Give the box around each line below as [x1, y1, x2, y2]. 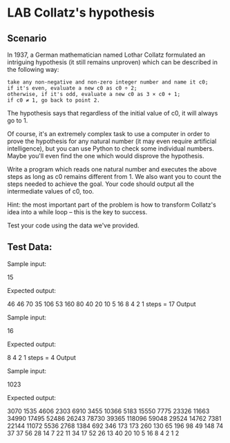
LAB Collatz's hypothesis [7, 5, 155, 21]
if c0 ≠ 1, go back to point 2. [7, 97, 100, 104]
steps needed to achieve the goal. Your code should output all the [7, 180, 195, 188]
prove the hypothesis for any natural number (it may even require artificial [7, 137, 217, 145]
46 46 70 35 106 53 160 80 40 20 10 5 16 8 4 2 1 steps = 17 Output [7, 299, 196, 308]
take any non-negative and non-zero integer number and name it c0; [7, 79, 209, 86]
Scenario [7, 32, 47, 44]
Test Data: [7, 241, 52, 253]
